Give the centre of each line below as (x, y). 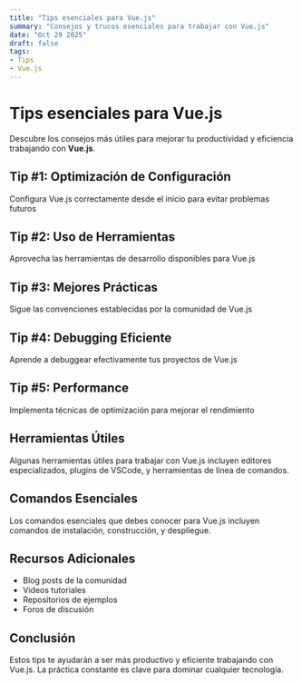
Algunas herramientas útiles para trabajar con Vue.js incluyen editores (141, 461)
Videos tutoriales (54, 590)
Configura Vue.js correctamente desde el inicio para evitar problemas (140, 198)
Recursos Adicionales (73, 558)
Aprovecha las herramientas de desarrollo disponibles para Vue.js (132, 259)
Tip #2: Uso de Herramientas (93, 237)
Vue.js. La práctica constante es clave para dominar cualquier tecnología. (146, 669)
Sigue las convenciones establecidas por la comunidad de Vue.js (131, 309)
